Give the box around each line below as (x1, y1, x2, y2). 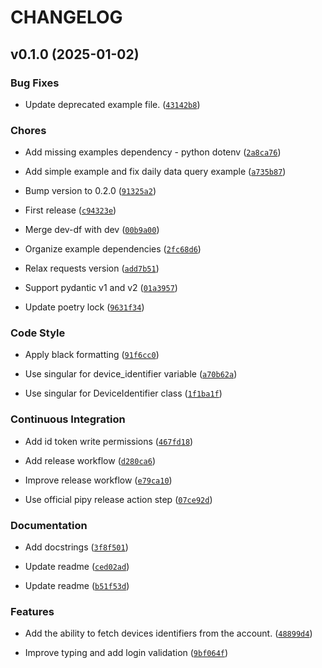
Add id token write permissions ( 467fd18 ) (24, 435, 194, 447)
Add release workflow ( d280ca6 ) (24, 454, 156, 466)
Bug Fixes (10, 76, 60, 90)
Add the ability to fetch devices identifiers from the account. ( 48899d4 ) (24, 627, 313, 640)
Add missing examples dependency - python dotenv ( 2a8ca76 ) (24, 146, 282, 158)
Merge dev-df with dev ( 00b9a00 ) (24, 224, 160, 236)
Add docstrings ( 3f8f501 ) (24, 541, 129, 553)
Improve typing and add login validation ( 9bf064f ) (24, 647, 229, 659)
